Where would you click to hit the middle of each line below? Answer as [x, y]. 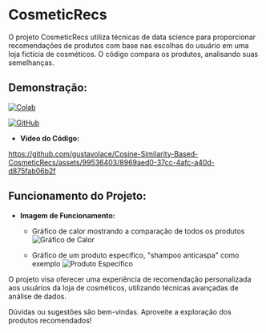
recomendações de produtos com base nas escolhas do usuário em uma [129, 45]
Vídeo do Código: [50, 138]
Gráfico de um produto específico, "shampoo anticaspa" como [135, 255]
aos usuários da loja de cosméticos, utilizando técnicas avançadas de [123, 287]
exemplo [46, 263]
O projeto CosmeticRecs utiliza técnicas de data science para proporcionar [132, 37]
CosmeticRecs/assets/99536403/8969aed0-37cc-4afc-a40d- [111, 162]
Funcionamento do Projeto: [77, 196]
